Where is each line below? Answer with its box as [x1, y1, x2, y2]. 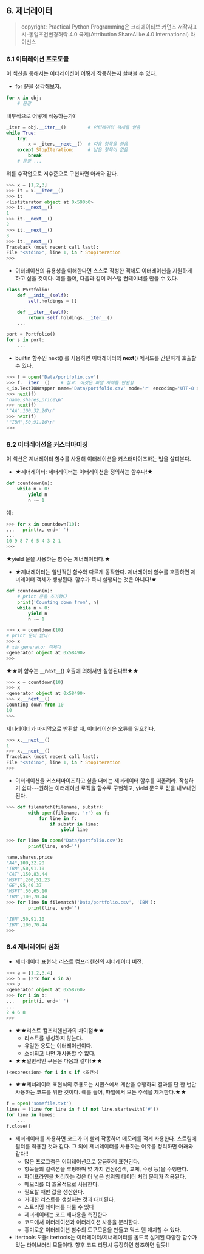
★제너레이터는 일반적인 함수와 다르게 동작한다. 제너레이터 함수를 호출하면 [15, 568, 190, 575]
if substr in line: [49, 821, 99, 827]
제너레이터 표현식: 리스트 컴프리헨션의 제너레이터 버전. [15, 958, 144, 965]
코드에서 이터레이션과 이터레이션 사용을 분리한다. [24, 1218, 140, 1225]
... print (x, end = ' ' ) [6, 527, 69, 533]
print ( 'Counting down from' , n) [17, 599, 99, 605]
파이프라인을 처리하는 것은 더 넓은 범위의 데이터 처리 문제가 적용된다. [24, 1173, 186, 1180]
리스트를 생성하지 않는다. [24, 1034, 83, 1042]
